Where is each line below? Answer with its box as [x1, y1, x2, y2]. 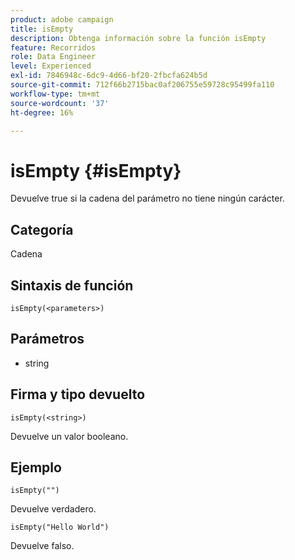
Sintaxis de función [10, 277, 134, 294]
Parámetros [10, 331, 85, 348]
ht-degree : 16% [10, 107, 74, 118]
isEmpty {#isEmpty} [10, 159, 182, 182]
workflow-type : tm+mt [10, 89, 101, 99]
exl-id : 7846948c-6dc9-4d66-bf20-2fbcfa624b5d [10, 71, 208, 81]
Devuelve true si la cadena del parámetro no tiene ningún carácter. [10, 192, 285, 205]
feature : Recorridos [10, 42, 97, 53]
